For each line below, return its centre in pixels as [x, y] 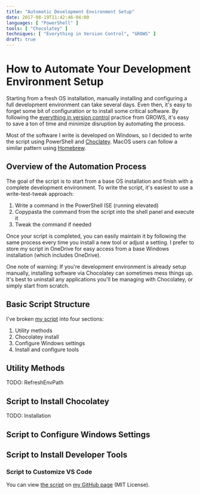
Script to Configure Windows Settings [78, 435]
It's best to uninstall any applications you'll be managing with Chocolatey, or [100, 279]
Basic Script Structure [48, 304]
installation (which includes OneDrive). [54, 255]
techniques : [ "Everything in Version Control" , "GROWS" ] [81, 34]
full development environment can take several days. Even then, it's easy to [99, 105]
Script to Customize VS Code [49, 471]
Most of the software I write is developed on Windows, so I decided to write [99, 135]
